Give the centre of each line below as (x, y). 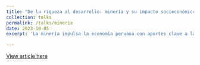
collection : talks (29, 17)
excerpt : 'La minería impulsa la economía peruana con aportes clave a (97, 34)
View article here (27, 56)
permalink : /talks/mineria (40, 23)
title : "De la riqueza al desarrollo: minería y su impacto (82, 12)
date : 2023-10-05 (28, 28)
